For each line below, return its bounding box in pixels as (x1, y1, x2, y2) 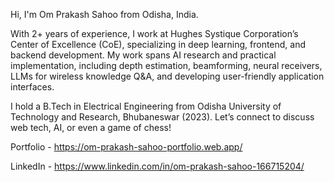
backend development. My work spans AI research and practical (10, 49, 277, 61)
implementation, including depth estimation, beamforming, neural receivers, (10, 60, 323, 71)
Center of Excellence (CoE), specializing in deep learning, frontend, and (10, 39, 307, 50)
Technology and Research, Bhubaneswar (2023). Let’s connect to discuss (10, 111, 315, 123)
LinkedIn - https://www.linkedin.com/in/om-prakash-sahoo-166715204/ (10, 160, 305, 172)
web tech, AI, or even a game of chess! (10, 122, 172, 133)
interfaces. (10, 81, 55, 93)
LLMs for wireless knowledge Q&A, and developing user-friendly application (10, 70, 325, 82)
